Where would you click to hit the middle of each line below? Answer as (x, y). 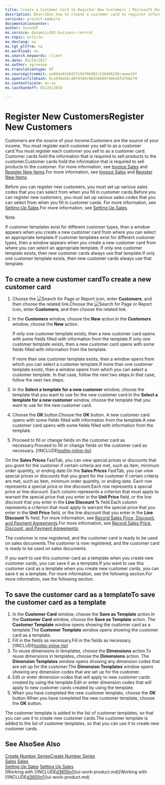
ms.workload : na (22, 51)
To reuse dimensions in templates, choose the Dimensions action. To (82, 651)
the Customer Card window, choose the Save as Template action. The (84, 620)
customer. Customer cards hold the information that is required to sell (75, 161)
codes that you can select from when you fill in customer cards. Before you (81, 192)
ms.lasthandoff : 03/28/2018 (34, 88)
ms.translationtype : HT (29, 70)
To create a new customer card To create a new (78, 279)
